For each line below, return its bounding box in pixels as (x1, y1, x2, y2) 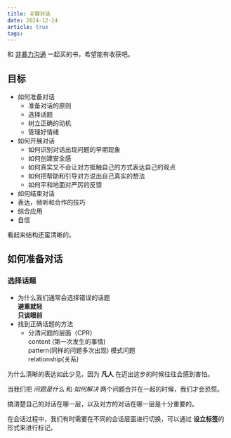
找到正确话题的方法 (17, 319, 74, 328)
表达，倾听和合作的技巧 (17, 198, 86, 207)
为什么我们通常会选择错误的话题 (17, 293, 110, 302)
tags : (7, 30, 23, 37)
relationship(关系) (27, 354, 79, 363)
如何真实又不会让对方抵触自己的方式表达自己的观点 (27, 163, 176, 172)
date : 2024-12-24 (7, 17, 58, 24)
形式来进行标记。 (7, 423, 57, 432)
